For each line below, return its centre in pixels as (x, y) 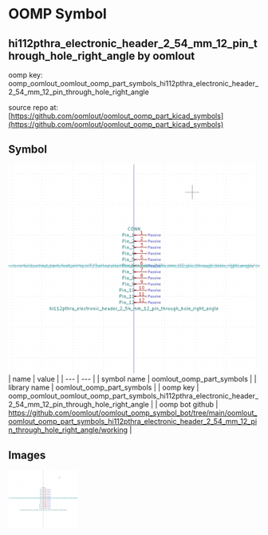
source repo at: (33, 107)
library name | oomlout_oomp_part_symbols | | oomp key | (104, 387)
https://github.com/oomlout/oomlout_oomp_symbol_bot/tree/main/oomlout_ (133, 413)
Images (27, 455)
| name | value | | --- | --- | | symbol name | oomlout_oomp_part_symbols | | (132, 379)
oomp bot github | (189, 405)
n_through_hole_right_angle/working (68, 430)
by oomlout (166, 55)
